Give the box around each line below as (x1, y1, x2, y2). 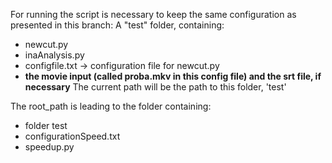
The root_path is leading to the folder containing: (10, 100, 212, 112)
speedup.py (24, 141, 75, 153)
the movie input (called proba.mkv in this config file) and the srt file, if (24, 70, 322, 82)
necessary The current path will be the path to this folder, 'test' (24, 81, 287, 93)
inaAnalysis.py (24, 49, 85, 61)
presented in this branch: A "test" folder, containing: (10, 19, 225, 31)
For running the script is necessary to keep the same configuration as (10, 9, 297, 20)
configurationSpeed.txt (24, 130, 121, 142)
